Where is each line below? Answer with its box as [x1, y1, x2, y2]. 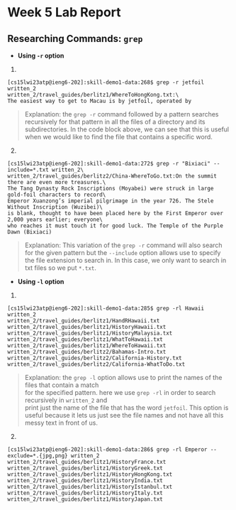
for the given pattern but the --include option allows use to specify [24, 249, 221, 256]
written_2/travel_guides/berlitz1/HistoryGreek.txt [7, 465, 163, 472]
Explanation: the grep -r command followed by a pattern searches [24, 110, 219, 118]
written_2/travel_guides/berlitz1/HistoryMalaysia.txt [7, 330, 173, 337]
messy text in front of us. [24, 418, 98, 427]
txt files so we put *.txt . [24, 264, 97, 272]
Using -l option [17, 278, 64, 286]
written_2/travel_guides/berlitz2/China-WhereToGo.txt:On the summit [7, 173, 218, 180]
